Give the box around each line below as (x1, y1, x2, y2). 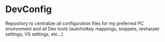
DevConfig (5, 4, 52, 15)
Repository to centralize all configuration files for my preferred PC (5, 20, 144, 26)
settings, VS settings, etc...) (5, 31, 64, 37)
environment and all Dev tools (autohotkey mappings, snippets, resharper (5, 25, 160, 31)
